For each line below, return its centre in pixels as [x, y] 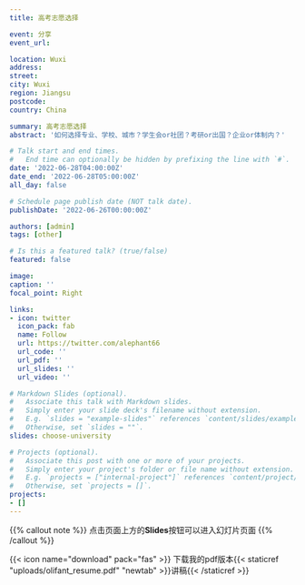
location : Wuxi [38, 59]
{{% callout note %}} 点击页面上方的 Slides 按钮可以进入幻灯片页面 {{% [141, 530]
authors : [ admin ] [42, 227]
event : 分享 [30, 34]
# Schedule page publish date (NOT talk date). [101, 201]
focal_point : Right [46, 293]
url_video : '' [44, 377]
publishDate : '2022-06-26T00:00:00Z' [81, 210]
